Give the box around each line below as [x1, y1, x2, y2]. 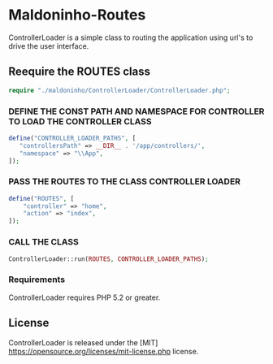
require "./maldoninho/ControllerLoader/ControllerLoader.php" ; [8, 86, 231, 94]
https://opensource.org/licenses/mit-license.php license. [8, 346, 199, 356]
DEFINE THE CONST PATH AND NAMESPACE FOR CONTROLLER [8, 106, 265, 117]
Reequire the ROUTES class [8, 65, 150, 79]
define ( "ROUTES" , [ [8, 194, 75, 202]
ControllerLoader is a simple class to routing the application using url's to [8, 32, 253, 42]
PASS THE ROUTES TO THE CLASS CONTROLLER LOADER [8, 176, 241, 188]
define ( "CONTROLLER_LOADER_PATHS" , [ [8, 134, 136, 142]
